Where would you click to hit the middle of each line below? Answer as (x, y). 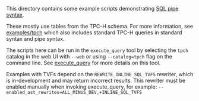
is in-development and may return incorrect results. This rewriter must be (96, 80)
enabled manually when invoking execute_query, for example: (82, 87)
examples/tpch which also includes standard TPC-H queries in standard (94, 32)
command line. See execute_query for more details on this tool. (83, 63)
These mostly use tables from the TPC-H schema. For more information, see (100, 26)
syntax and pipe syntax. (35, 39)
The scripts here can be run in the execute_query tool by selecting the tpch (97, 50)
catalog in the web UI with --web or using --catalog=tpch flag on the (89, 56)
